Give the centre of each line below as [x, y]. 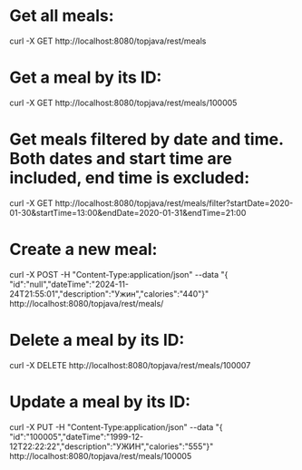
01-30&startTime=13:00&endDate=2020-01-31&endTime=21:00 [128, 212]
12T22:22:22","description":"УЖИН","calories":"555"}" [112, 446]
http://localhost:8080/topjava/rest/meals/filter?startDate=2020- [174, 203]
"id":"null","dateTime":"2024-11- [69, 284]
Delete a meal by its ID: [97, 340]
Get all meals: [62, 16]
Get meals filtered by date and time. [146, 139]
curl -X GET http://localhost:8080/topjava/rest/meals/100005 [123, 103]
